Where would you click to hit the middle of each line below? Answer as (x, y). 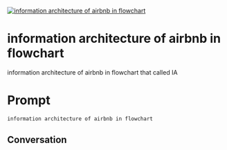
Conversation (37, 140)
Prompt (29, 101)
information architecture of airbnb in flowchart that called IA (92, 72)
